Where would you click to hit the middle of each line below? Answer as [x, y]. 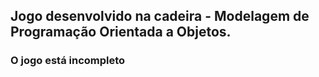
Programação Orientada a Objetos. [121, 32]
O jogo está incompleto [68, 61]
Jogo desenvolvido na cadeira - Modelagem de [160, 16]
